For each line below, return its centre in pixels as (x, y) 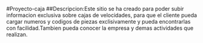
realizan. (17, 35)
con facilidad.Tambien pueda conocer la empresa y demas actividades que (100, 28)
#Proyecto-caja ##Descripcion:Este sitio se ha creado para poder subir (95, 9)
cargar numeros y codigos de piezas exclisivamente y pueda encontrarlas (98, 21)
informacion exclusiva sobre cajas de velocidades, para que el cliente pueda (102, 15)
